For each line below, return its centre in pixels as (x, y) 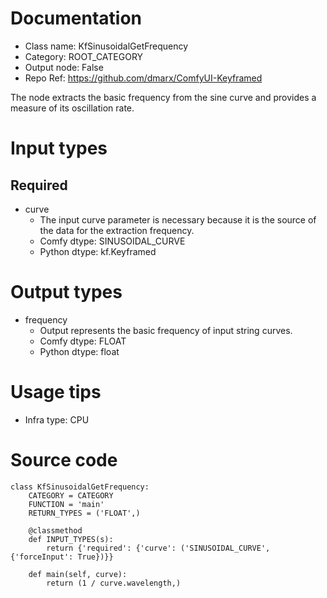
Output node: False (64, 67)
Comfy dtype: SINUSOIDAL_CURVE (112, 241)
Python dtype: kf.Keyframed (98, 251)
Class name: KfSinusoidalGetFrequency (106, 46)
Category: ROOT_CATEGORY (84, 56)
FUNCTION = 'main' (66, 504)
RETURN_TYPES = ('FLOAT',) (84, 513)
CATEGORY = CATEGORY (71, 495)
